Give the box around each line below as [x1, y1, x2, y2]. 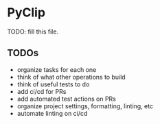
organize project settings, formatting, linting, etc [16, 101, 153, 110]
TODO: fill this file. [7, 27, 59, 36]
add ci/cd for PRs [16, 87, 67, 95]
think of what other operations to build [16, 73, 126, 81]
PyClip [7, 5, 46, 21]
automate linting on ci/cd [16, 109, 88, 117]
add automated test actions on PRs [16, 95, 117, 103]
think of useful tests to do [16, 80, 90, 88]
